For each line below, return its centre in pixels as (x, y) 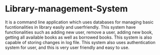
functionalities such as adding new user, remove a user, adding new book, (79, 32)
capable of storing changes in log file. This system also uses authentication (80, 42)
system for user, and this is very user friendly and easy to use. (67, 47)
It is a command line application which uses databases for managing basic (79, 22)
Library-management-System (66, 9)
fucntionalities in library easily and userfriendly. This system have (70, 27)
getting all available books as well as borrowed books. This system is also (79, 37)
